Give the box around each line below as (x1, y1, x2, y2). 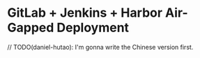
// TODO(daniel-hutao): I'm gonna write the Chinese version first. (7, 43, 194, 51)
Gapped (7, 20, 54, 36)
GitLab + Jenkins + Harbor (7, 5, 162, 21)
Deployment (56, 20, 130, 36)
